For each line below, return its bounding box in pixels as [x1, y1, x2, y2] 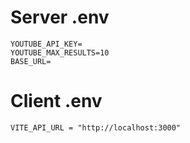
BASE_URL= [10, 56, 52, 66]
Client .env [10, 90, 103, 113]
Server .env [10, 6, 110, 29]
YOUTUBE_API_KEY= [10, 39, 83, 49]
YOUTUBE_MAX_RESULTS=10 [10, 47, 110, 58]
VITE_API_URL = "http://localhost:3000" [10, 122, 182, 133]
